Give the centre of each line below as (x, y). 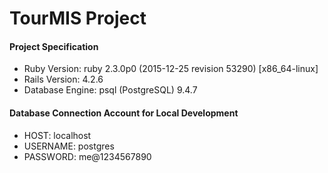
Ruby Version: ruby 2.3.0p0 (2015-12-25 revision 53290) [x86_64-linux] (171, 69)
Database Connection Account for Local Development (124, 113)
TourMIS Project (78, 18)
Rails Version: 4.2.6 (63, 79)
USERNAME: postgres (69, 146)
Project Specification (54, 46)
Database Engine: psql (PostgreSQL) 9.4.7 (110, 90)
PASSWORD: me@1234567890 (87, 156)
